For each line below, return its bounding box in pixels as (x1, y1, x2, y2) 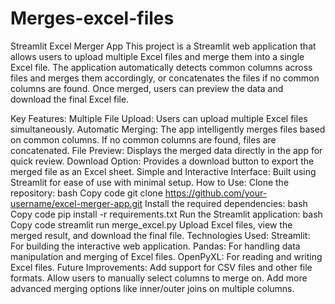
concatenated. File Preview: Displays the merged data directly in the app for (10, 144, 323, 156)
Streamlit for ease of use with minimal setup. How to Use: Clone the (10, 176, 290, 188)
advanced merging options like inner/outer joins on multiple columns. (10, 282, 295, 294)
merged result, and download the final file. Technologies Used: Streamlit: (10, 229, 311, 241)
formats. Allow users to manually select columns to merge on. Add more (10, 272, 308, 284)
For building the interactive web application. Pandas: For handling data (10, 240, 301, 252)
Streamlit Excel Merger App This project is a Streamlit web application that (10, 40, 317, 52)
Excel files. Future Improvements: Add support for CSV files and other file (10, 261, 313, 273)
